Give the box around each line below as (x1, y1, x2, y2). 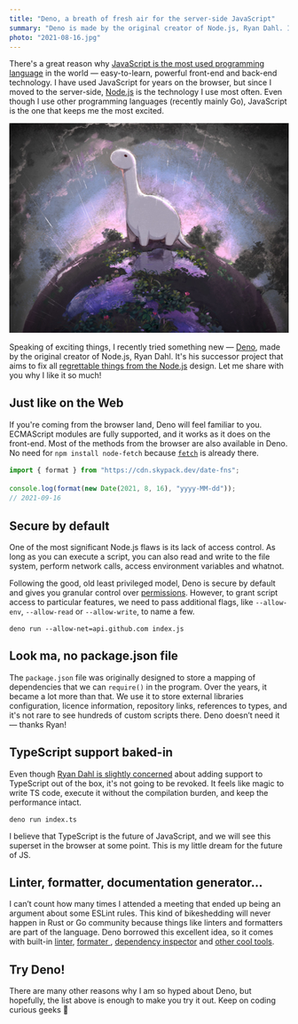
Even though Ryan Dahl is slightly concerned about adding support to (9, 768, 263, 779)
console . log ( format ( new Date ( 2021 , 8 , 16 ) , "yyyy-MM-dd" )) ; (9, 484, 237, 493)
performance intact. (9, 797, 82, 807)
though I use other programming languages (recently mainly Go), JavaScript (9, 96, 287, 106)
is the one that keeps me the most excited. (9, 106, 164, 116)
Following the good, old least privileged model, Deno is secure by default (9, 578, 277, 588)
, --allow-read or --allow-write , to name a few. (20, 606, 195, 617)
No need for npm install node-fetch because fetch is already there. (9, 447, 259, 458)
